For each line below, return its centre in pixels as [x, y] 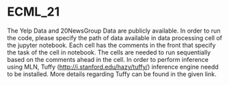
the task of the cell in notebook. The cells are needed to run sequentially [109, 52]
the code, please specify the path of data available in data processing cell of [114, 37]
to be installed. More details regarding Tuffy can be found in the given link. [112, 74]
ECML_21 [33, 12]
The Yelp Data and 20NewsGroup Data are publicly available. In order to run [114, 31]
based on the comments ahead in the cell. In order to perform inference [108, 59]
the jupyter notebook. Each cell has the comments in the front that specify [111, 45]
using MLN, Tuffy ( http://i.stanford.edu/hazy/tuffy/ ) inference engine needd [113, 67]
